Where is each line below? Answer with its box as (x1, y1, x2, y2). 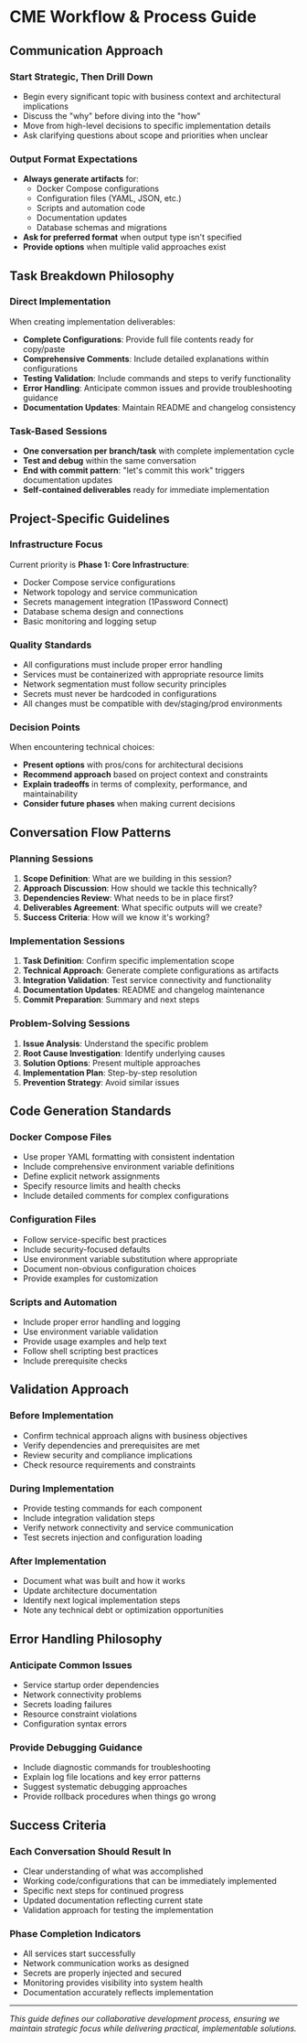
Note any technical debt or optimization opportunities (22, 1605, 224, 1616)
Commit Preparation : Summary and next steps (22, 994, 200, 1005)
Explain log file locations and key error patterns (22, 1771, 201, 1782)
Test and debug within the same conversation (22, 455, 196, 466)
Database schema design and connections (22, 605, 185, 616)
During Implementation (9, 1481, 114, 1494)
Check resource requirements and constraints (22, 1459, 196, 1470)
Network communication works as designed (22, 1958, 189, 1969)
